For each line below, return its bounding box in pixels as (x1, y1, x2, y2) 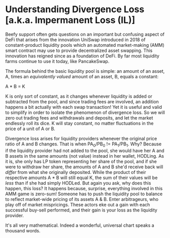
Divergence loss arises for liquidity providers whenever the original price (5, 135, 157, 141)
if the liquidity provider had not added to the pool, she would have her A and (5, 147, 165, 154)
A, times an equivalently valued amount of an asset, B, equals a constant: (5, 73, 159, 79)
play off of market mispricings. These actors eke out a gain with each (5, 201, 150, 207)
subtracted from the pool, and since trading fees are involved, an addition (5, 98, 159, 105)
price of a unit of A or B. (5, 126, 56, 132)
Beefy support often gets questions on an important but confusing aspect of (5, 31, 165, 37)
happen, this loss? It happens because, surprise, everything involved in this (5, 185, 163, 191)
